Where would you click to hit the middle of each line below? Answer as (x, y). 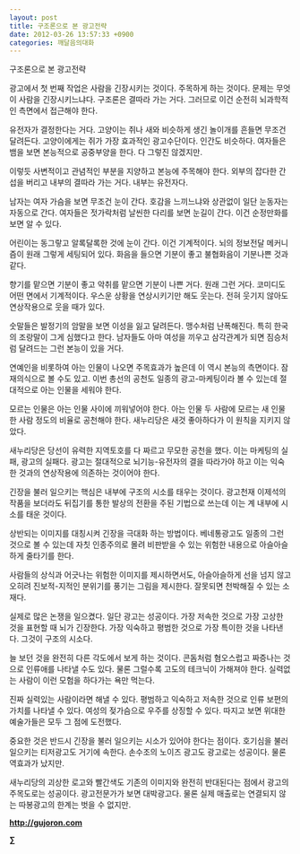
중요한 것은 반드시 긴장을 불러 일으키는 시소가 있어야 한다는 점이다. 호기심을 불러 (149, 741)
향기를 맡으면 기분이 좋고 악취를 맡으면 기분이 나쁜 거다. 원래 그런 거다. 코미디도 (148, 284)
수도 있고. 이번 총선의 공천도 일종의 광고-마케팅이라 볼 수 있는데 (167, 379)
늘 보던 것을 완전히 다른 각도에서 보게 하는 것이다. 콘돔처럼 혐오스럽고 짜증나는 (146, 658)
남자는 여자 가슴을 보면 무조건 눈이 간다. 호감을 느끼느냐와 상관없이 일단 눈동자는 (149, 202)
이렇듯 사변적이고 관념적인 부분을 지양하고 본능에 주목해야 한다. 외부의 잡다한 (143, 171)
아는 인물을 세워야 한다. (81, 390)
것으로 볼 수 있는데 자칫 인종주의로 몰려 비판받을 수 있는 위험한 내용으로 (133, 545)
